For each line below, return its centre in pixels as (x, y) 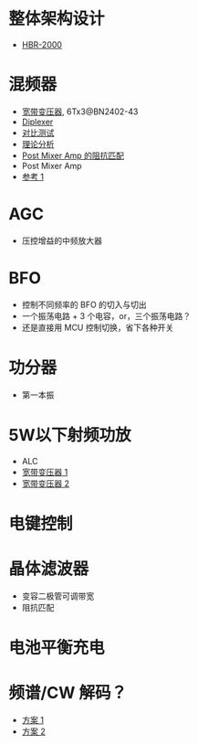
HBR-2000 (42, 44)
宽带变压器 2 (46, 483)
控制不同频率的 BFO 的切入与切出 (84, 304)
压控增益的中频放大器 (62, 240)
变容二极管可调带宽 (58, 596)
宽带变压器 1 (45, 472)
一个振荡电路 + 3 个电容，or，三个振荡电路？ (106, 315)
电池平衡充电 (57, 648)
